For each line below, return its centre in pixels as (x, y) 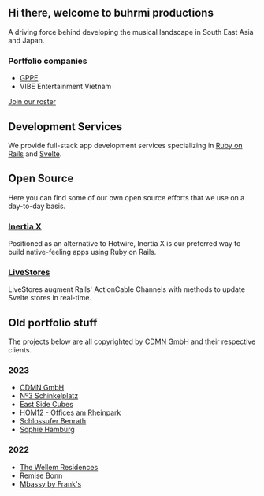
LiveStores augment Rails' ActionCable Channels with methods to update (127, 289)
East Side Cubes (46, 405)
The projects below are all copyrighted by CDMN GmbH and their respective (132, 341)
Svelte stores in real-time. (50, 298)
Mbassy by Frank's (50, 483)
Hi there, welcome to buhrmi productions (111, 13)
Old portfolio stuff (53, 323)
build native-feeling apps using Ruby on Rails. (82, 252)
